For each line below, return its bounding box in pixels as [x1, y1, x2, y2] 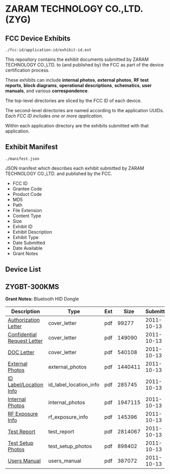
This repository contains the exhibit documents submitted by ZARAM [5, 56, 149, 62]
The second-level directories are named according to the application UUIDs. [5, 108, 164, 113]
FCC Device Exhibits [5, 34, 71, 43]
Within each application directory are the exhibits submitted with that [5, 123, 149, 128]
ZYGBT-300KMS [5, 282, 59, 291]
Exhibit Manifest [5, 143, 58, 151]
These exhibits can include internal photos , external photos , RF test [5, 77, 149, 83]
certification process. [5, 67, 50, 73]
